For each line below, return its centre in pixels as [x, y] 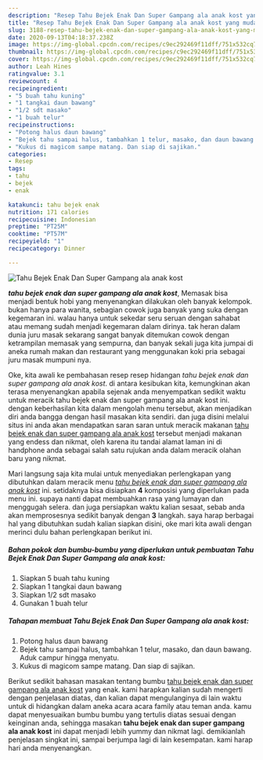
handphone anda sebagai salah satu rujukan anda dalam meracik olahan [124, 450]
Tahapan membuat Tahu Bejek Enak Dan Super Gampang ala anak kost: [128, 621]
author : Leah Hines [40, 67]
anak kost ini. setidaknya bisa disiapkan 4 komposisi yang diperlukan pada [129, 490]
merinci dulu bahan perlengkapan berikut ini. [80, 532]
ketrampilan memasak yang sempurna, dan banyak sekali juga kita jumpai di [131, 343]
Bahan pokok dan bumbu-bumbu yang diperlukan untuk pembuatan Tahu [131, 550]
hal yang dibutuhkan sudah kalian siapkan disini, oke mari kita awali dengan [130, 524]
